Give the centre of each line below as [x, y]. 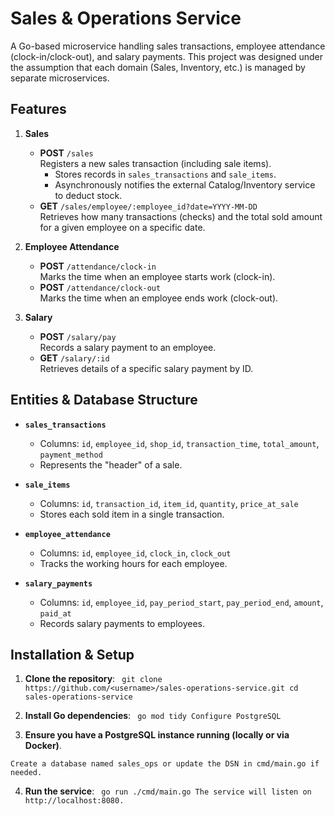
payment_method [71, 455]
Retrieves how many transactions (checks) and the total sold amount [181, 216]
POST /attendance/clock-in [98, 266]
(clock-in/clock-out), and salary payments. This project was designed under [167, 56]
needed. [26, 773]
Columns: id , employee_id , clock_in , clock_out [135, 553]
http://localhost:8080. [74, 801]
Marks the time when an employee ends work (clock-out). [159, 298]
